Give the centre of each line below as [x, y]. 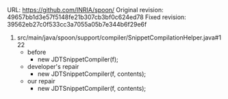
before [37, 52]
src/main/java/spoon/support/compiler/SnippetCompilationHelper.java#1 [119, 38]
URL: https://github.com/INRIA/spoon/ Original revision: [85, 10]
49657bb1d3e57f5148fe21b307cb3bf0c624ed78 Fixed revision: [97, 17]
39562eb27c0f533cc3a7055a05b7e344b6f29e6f [77, 24]
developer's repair [53, 67]
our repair [41, 81]
